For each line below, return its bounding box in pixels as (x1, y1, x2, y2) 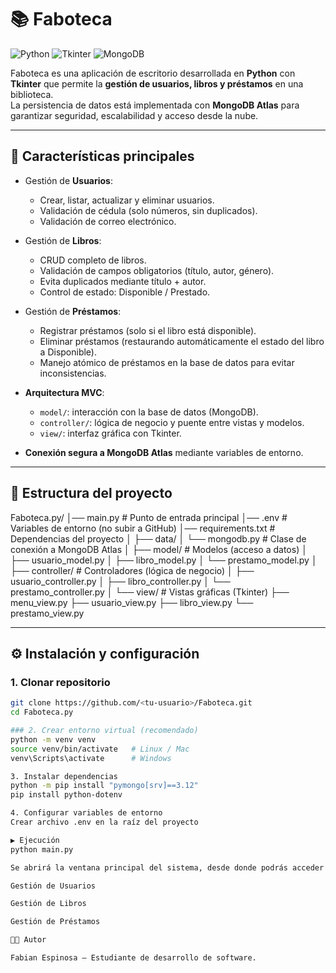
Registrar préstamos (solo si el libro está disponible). (39, 324, 257, 336)
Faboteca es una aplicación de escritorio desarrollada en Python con (10, 67, 296, 79)
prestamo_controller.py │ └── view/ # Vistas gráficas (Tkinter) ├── (10, 586, 290, 598)
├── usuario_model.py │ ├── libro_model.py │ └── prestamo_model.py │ (10, 554, 318, 566)
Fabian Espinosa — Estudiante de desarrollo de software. (10, 953, 257, 963)
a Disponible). (39, 346, 98, 358)
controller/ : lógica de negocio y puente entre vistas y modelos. (39, 416, 305, 428)
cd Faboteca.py (10, 707, 74, 718)
